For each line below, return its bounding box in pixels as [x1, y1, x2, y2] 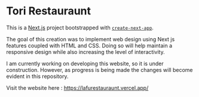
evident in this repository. [6, 72, 69, 80]
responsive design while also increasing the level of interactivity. [6, 48, 166, 55]
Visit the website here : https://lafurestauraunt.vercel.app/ [6, 84, 149, 91]
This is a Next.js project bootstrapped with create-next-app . [6, 24, 154, 31]
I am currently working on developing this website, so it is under [6, 60, 164, 67]
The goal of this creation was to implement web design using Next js [6, 35, 175, 43]
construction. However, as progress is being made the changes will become [6, 66, 193, 73]
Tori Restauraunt [6, 4, 91, 18]
